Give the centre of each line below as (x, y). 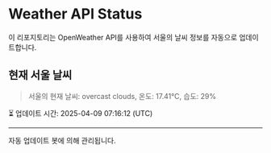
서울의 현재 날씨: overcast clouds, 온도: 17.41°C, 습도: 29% (122, 96)
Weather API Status (75, 14)
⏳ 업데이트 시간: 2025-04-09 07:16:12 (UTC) (81, 113)
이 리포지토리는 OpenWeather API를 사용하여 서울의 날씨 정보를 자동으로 (123, 37)
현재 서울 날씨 (40, 75)
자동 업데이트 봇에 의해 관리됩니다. (62, 140)
